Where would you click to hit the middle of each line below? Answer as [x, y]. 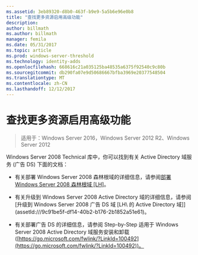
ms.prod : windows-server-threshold [50, 56]
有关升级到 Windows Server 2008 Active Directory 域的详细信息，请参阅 [103, 197]
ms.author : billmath [32, 34]
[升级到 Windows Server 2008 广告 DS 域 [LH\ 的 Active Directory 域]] [100, 204]
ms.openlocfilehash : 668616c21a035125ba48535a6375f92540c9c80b [86, 67]
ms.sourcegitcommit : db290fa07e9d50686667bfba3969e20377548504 [86, 73]
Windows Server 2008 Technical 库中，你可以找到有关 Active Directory [93, 157]
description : [22, 23]
